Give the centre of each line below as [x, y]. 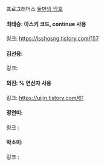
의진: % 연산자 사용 [29, 83]
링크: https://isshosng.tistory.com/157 [52, 39]
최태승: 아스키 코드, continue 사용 [46, 24]
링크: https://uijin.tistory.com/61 [45, 98]
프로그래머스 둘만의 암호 [35, 9]
